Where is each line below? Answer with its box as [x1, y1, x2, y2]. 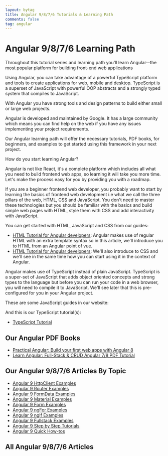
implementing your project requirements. [5, 126, 89, 132]
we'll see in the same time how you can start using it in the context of [12, 254, 156, 260]
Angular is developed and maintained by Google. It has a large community [5, 115, 158, 121]
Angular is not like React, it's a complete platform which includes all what [5, 166, 156, 172]
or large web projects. [5, 106, 51, 112]
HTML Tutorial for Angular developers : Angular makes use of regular [12, 232, 154, 238]
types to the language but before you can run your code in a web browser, [5, 279, 159, 285]
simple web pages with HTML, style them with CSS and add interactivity [5, 208, 154, 214]
